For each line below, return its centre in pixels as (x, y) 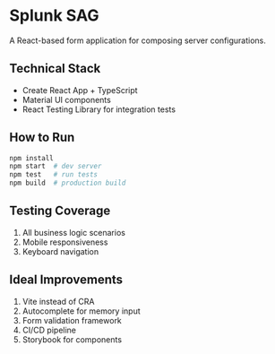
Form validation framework (72, 320)
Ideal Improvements (66, 280)
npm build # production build (68, 183)
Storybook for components (72, 339)
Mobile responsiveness (65, 242)
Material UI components (67, 99)
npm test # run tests (54, 175)
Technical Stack (55, 69)
